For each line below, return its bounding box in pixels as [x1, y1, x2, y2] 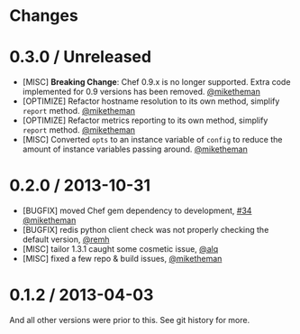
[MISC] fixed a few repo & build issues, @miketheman [22, 254, 223, 264]
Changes [9, 5, 78, 26]
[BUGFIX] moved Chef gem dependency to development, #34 [22, 205, 252, 217]
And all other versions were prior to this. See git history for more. [9, 315, 250, 325]
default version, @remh [22, 234, 110, 245]
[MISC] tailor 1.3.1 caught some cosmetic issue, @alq [22, 244, 219, 255]
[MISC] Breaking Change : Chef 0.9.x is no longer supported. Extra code [22, 77, 291, 88]
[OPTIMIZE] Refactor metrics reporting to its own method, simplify [22, 115, 268, 126]
